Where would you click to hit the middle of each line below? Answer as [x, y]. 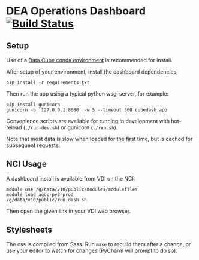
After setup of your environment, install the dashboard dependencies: [92, 72]
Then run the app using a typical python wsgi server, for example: [88, 94]
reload [14, 127]
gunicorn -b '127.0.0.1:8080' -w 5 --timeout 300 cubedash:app [87, 110]
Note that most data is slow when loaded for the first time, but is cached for [99, 139]
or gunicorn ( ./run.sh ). [89, 127]
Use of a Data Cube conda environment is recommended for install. [89, 60]
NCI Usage [26, 164]
